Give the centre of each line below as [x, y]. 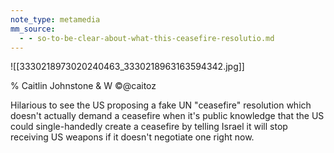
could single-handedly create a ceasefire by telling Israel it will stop [149, 127]
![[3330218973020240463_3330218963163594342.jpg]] [127, 67]
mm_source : [33, 29]
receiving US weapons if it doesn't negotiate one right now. [132, 137]
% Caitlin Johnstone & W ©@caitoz [83, 86]
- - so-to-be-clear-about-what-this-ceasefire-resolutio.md [147, 38]
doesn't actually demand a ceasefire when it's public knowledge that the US [167, 116]
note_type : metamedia [55, 19]
